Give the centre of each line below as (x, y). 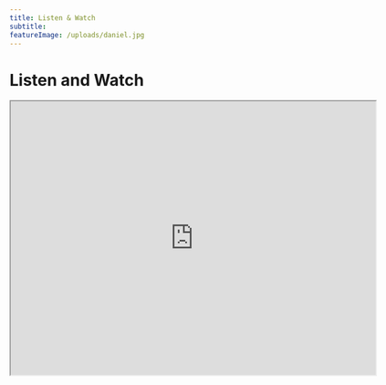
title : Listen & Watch (52, 18)
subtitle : (28, 26)
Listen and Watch (77, 80)
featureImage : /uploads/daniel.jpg (77, 35)
